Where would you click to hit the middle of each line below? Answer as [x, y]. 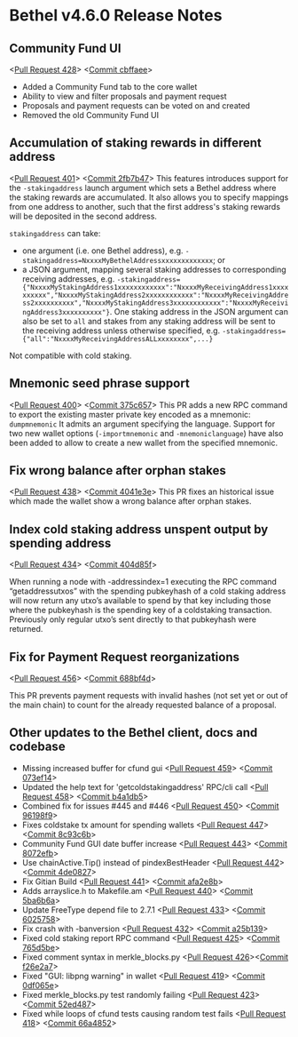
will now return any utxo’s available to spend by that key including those [141, 601]
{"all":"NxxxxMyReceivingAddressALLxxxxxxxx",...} [118, 339]
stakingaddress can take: [55, 233]
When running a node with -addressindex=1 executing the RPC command [143, 582]
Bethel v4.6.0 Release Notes [116, 16]
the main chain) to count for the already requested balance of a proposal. [143, 705]
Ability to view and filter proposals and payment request [125, 96]
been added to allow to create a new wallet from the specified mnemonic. [143, 443]
